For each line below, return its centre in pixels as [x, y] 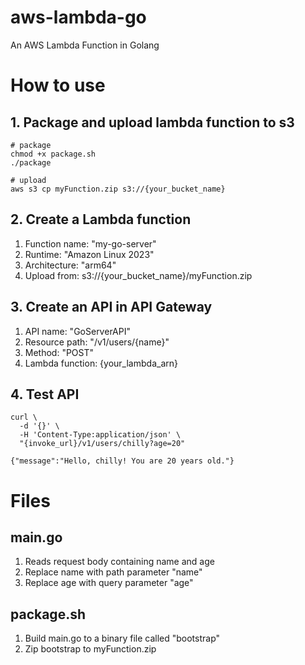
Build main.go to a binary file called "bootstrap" [122, 638]
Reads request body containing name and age [119, 562]
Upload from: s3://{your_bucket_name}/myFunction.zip [138, 275]
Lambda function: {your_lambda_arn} [101, 363]
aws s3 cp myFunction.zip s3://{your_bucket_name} [118, 189]
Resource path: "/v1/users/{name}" [97, 342]
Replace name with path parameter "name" [113, 572]
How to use [58, 85]
